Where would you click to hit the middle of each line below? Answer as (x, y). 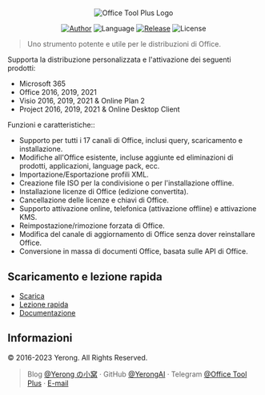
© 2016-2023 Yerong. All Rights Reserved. (78, 357)
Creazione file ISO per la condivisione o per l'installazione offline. (126, 183)
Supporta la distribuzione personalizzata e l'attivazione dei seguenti (119, 59)
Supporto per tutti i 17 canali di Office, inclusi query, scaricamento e (131, 140)
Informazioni (40, 338)
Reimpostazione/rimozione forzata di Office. (92, 226)
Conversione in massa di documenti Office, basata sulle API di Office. (134, 251)
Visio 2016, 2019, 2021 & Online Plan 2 (82, 101)
